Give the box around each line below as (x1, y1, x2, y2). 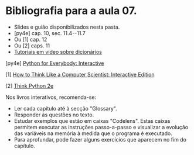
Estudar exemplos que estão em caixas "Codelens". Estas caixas (13, 117, 171, 124)
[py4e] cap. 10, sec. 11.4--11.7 (13, 29, 86, 36)
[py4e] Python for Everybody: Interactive (5, 60, 104, 67)
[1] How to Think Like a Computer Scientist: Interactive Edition (5, 71, 155, 78)
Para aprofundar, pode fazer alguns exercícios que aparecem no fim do (13, 136, 187, 143)
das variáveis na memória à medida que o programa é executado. (13, 130, 172, 137)
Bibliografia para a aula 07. (5, 4, 137, 18)
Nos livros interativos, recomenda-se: (5, 94, 97, 101)
